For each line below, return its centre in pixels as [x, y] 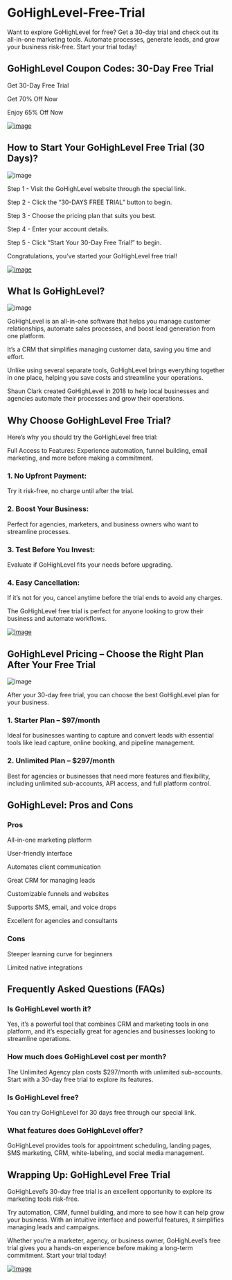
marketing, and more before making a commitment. [80, 458]
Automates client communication [54, 867]
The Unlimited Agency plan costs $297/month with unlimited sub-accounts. [115, 1072]
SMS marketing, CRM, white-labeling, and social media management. [106, 1153]
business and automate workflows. [57, 619]
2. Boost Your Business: [48, 509]
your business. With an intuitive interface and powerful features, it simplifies [116, 1220]
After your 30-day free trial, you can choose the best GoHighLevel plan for [114, 695]
